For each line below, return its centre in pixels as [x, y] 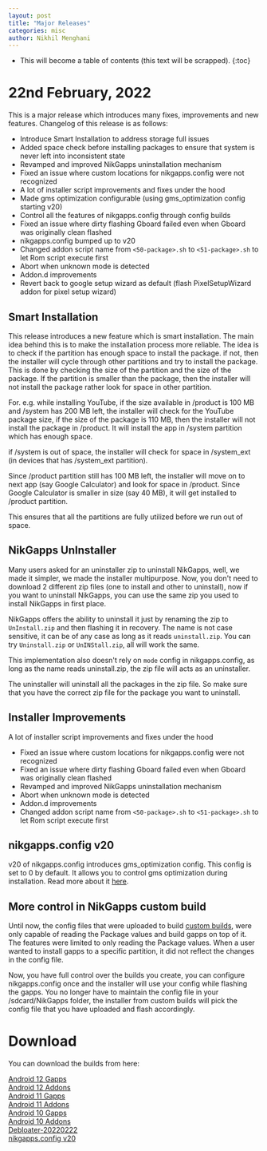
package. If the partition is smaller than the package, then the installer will [130, 379]
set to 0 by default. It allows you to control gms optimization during [118, 873]
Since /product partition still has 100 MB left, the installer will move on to [127, 476]
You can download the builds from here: [74, 1064]
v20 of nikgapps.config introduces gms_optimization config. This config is [130, 864]
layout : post [30, 16]
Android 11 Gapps [37, 1096]
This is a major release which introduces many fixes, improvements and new [133, 115]
